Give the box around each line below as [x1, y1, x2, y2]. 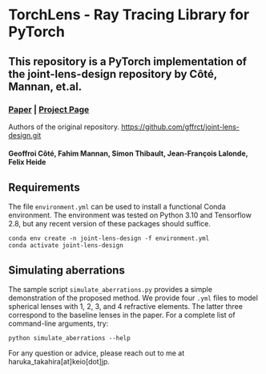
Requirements [8, 181, 80, 194]
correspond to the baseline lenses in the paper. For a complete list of [8, 311, 236, 320]
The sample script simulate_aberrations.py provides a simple [8, 285, 212, 295]
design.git [8, 130, 42, 140]
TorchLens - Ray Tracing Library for [8, 6, 250, 24]
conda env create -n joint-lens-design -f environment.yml [8, 234, 210, 242]
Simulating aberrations [8, 263, 126, 277]
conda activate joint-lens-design [8, 242, 124, 250]
